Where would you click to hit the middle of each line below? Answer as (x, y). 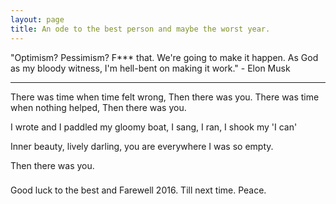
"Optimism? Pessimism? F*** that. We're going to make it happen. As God (164, 57)
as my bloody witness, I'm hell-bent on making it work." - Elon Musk (150, 68)
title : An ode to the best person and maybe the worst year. (140, 29)
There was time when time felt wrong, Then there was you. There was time (165, 97)
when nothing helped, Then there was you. (98, 107)
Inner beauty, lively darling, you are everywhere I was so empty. (142, 146)
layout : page (37, 19)
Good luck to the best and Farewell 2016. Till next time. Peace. (138, 190)
